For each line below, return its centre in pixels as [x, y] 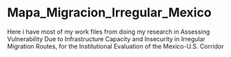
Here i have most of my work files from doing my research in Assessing [109, 32]
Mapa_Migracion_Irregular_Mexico [109, 13]
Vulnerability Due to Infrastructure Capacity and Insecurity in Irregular [106, 38]
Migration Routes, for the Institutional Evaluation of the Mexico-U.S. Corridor [115, 46]
